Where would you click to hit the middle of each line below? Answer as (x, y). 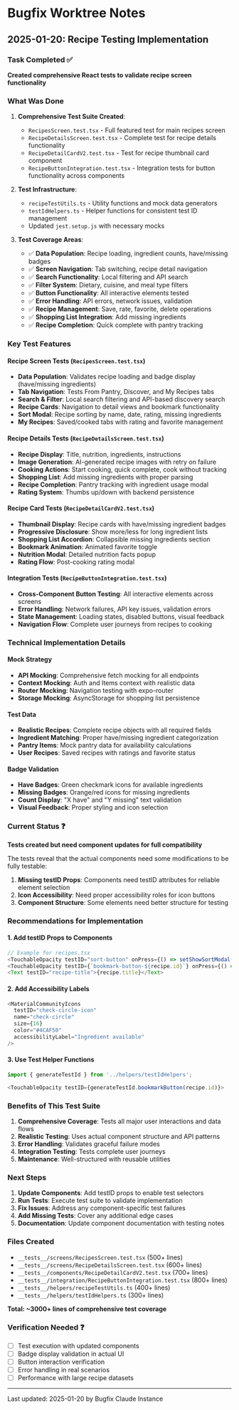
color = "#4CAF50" (38, 1030)
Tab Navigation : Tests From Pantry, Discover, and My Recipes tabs (116, 392)
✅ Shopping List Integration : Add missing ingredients (107, 317)
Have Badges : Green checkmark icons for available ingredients (110, 785)
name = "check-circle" (44, 1017)
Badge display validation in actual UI (71, 1354)
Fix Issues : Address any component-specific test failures (102, 1208)
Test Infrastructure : (47, 189)
